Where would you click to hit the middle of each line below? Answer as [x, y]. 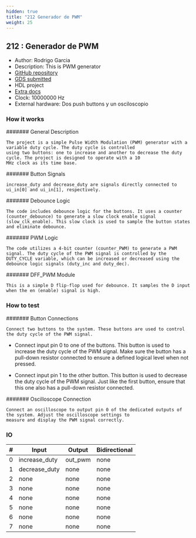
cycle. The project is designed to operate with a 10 [73, 158]
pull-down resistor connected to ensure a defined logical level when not [102, 357]
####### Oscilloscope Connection [49, 399]
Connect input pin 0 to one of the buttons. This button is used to [92, 345]
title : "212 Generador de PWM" [44, 17]
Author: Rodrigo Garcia [42, 60]
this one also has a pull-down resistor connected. [74, 387]
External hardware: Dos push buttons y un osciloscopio [81, 104]
